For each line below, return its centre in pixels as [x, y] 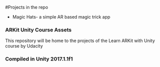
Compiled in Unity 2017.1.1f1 [39, 59]
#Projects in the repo [27, 7]
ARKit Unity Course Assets [38, 29]
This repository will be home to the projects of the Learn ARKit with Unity [80, 41]
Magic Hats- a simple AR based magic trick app [61, 17]
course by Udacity [24, 46]
